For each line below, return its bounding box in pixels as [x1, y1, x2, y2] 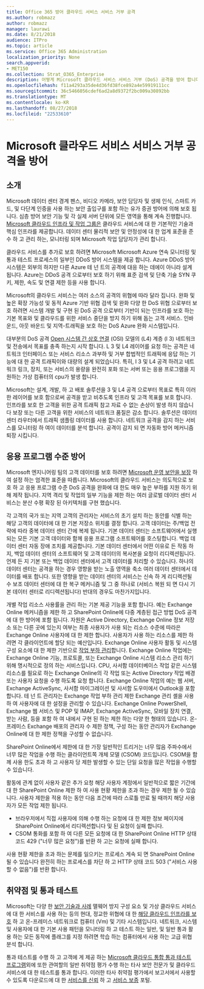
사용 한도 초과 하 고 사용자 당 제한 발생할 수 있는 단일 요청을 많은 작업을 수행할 [12, 758, 197, 766]
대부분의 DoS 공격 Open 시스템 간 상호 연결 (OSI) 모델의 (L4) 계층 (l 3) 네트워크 [6, 335, 195, 343]
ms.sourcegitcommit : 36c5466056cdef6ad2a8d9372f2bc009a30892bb [6, 88, 170, 94]
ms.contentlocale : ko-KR [6, 99, 69, 105]
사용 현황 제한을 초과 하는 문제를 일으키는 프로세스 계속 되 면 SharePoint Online [6, 850, 195, 858]
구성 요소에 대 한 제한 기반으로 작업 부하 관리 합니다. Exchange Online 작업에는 [6, 646, 192, 654]
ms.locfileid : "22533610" [6, 111, 72, 117]
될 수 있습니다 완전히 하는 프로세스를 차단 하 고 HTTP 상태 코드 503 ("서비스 [6, 858, 186, 865]
